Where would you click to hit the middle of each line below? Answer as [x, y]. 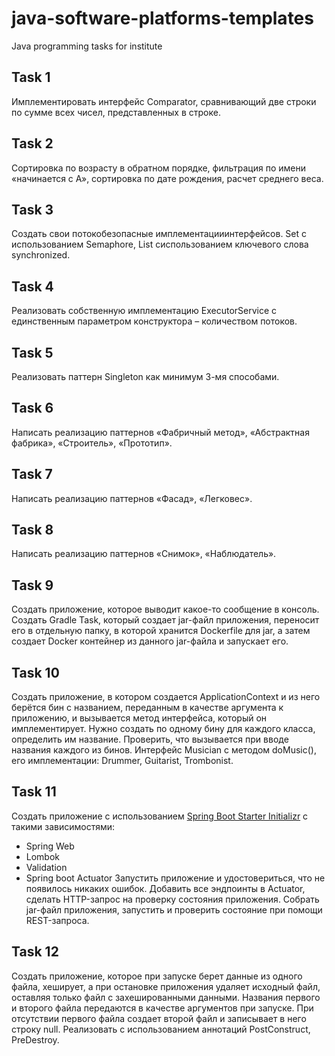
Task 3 [32, 209]
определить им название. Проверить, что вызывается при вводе [150, 739]
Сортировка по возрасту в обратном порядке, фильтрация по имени [158, 168]
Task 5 [32, 352]
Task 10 [35, 672]
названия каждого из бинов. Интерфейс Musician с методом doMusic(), [164, 750]
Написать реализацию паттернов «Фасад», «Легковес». [132, 498]
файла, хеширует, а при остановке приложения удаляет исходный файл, [166, 986]
